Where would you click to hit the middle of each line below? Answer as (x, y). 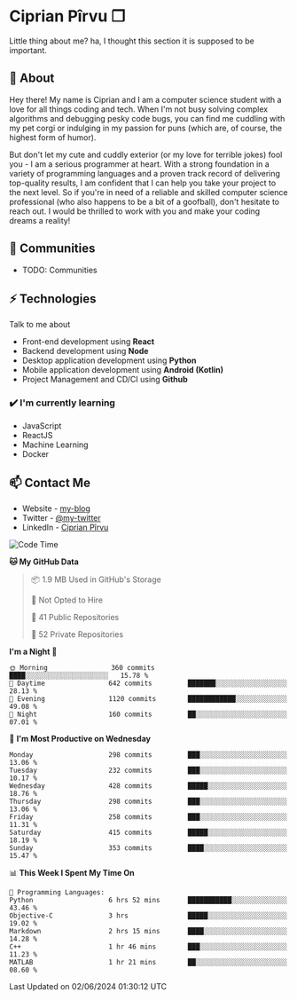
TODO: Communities (59, 270)
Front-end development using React (88, 342)
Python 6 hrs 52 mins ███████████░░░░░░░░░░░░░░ (148, 901)
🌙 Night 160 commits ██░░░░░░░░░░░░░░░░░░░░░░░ (148, 715)
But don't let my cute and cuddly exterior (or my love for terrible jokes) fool (146, 154)
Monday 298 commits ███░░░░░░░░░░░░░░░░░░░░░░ (148, 755)
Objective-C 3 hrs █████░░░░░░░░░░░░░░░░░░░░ (148, 916)
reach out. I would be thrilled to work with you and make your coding (135, 211)
